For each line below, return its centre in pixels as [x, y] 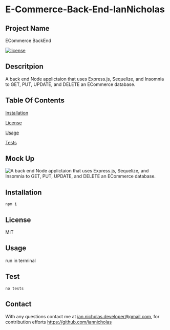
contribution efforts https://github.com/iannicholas [59, 322]
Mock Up [20, 159]
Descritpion [24, 67]
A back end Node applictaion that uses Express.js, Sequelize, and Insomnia [85, 79]
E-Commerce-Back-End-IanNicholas [85, 9]
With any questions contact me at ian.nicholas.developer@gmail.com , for [82, 316]
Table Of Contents [35, 101]
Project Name [27, 28]
